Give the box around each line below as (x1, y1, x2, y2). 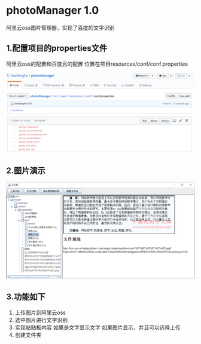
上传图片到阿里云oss (14, 309, 66, 316)
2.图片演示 (6, 165, 46, 176)
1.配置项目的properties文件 (6, 43, 108, 54)
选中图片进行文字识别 (14, 316, 68, 323)
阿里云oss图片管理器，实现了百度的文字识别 (6, 24, 115, 31)
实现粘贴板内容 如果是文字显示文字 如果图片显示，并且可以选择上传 (14, 324, 181, 331)
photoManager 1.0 (6, 4, 99, 17)
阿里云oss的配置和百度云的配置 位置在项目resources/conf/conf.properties (6, 60, 188, 67)
